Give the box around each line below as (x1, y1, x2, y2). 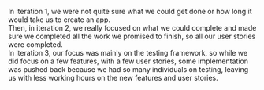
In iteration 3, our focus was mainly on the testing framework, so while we (8, 49, 248, 57)
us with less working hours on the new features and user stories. (8, 74, 218, 82)
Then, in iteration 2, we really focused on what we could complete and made (8, 23, 257, 32)
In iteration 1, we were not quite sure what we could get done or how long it (8, 7, 252, 16)
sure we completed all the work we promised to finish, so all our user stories (8, 31, 256, 41)
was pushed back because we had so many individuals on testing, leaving (8, 65, 249, 74)
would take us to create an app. (8, 15, 110, 24)
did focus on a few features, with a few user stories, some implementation (8, 56, 248, 66)
